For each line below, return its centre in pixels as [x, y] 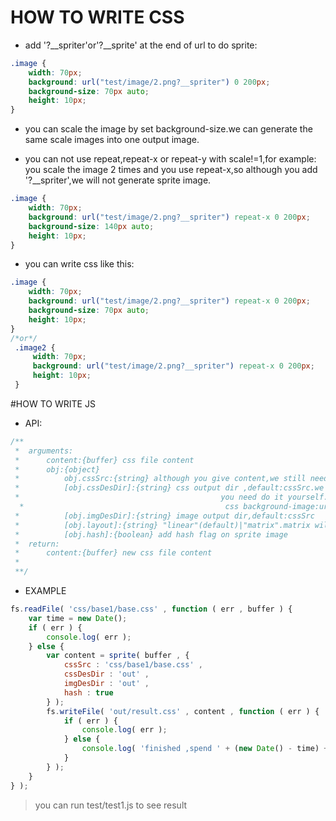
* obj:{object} [57, 469]
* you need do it [149, 497]
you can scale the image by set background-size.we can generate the [168, 129]
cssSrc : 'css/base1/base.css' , [133, 665]
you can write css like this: [79, 264]
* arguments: [44, 451]
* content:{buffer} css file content [104, 460]
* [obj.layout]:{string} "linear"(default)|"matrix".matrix [162, 525]
